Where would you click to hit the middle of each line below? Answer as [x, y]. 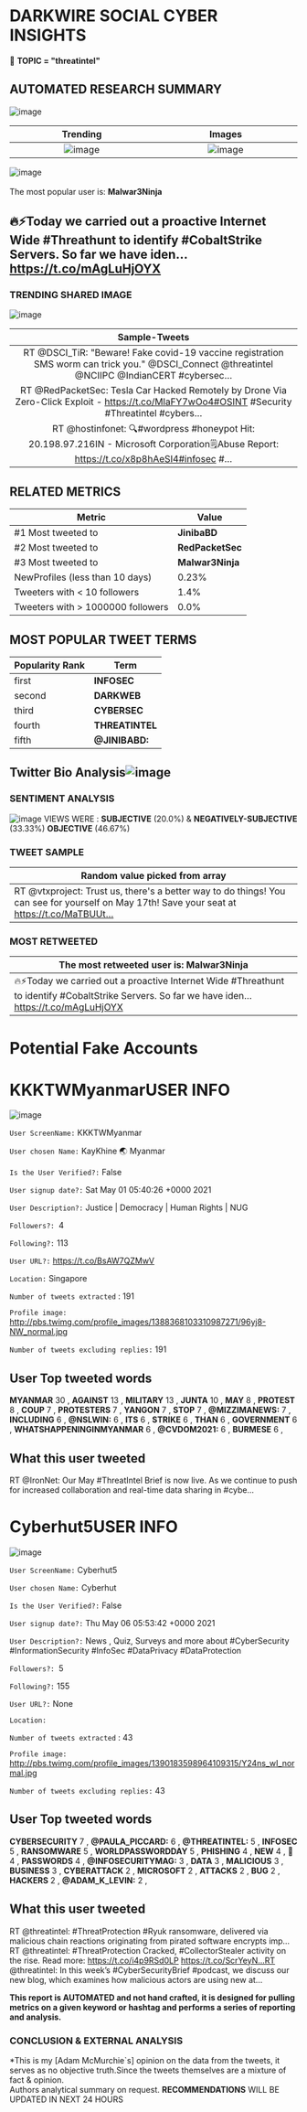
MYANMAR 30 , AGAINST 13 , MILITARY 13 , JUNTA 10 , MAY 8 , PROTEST [152, 1400]
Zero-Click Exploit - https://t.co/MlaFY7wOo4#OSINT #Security [153, 402]
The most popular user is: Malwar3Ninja [86, 191]
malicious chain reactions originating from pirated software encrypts [138, 1941]
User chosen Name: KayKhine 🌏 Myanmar [88, 1151]
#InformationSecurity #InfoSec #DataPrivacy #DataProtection [126, 1651]
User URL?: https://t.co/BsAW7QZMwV [82, 1261]
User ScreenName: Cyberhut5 [64, 1571]
